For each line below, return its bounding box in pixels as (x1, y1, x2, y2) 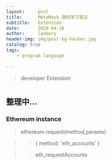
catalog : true (6, 42, 41, 48)
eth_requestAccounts (35, 151, 88, 158)
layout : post (6, 8, 49, 15)
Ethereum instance (6, 115, 62, 123)
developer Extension (20, 75, 71, 82)
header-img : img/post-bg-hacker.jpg (6, 36, 96, 42)
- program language (17, 53, 65, 59)
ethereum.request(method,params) (20, 128, 106, 135)
